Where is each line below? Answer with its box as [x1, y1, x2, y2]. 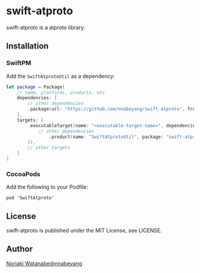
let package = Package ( [6, 84, 65, 90]
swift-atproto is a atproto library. [6, 24, 85, 31]
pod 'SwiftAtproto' [6, 195, 55, 201]
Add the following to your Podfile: [6, 183, 88, 191]
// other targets [27, 145, 70, 151]
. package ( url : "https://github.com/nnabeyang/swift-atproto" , [27, 106, 185, 112]
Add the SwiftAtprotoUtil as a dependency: [6, 73, 115, 80]
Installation [6, 41, 49, 51]
